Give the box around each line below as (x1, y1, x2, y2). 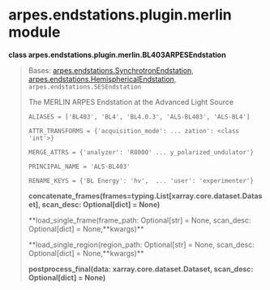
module (8, 23, 61, 41)
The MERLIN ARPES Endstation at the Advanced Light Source (28, 97, 234, 106)
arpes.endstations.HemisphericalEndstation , (28, 74, 177, 84)
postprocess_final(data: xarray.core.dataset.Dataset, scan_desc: (28, 264, 254, 274)
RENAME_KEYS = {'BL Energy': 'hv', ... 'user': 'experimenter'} (28, 176, 254, 184)
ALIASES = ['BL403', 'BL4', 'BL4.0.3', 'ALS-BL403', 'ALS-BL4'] (28, 112, 251, 121)
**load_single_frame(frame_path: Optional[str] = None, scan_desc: (28, 215, 251, 225)
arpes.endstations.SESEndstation (28, 83, 142, 91)
